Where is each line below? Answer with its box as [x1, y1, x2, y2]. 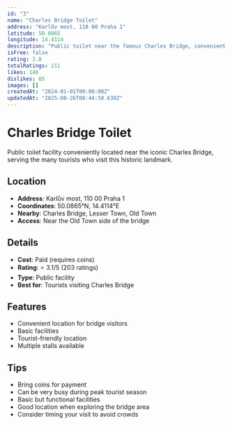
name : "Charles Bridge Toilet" [7, 17, 98, 24]
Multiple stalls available [17, 342, 85, 350]
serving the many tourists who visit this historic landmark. [7, 155, 173, 164]
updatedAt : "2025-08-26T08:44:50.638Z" [7, 95, 123, 102]
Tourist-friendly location [17, 334, 87, 343]
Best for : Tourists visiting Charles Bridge [17, 280, 134, 289]
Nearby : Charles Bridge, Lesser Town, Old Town [17, 209, 157, 217]
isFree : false [7, 50, 49, 57]
